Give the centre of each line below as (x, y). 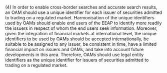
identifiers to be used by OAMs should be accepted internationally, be (77, 39)
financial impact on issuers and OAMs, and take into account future (74, 49)
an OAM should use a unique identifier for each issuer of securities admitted (84, 12)
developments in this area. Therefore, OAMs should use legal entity (74, 55)
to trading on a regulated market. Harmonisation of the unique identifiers (80, 18)
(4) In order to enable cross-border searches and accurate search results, (81, 7)
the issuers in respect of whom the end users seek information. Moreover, (81, 28)
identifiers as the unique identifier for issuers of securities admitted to (77, 60)
